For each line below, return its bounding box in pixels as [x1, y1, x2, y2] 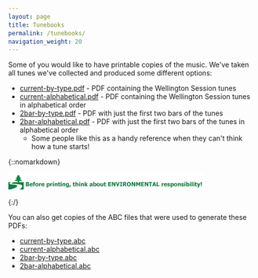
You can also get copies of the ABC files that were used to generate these [8, 213, 247, 222]
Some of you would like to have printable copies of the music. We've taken [8, 60, 249, 70]
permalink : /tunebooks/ [8, 29, 86, 37]
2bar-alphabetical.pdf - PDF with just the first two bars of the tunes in [19, 117, 245, 126]
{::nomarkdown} [8, 157, 61, 166]
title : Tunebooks [8, 20, 65, 29]
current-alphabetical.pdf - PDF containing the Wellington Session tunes [19, 92, 251, 101]
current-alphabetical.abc [19, 244, 100, 254]
